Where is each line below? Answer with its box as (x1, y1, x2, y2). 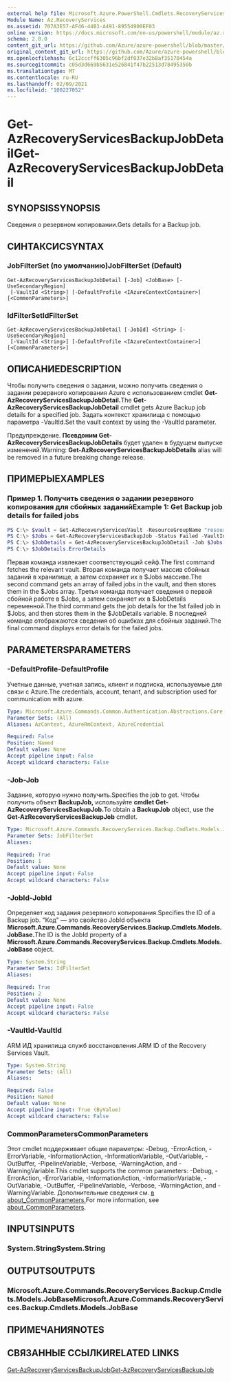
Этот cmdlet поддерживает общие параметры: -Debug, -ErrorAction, (7, 1144, 208, 1153)
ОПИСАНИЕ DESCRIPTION (7, 363, 122, 375)
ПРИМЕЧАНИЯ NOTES (7, 1324, 104, 1336)
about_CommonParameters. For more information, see (7, 1195, 159, 1204)
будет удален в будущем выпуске (123, 438, 223, 447)
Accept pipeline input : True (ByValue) (7, 1106, 122, 1113)
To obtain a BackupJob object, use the (103, 806, 214, 814)
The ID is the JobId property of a (34, 930, 127, 939)
